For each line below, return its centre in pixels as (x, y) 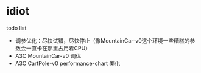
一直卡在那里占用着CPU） (58, 48)
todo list (16, 28)
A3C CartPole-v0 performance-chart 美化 (68, 63)
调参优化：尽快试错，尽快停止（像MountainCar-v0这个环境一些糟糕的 (102, 40)
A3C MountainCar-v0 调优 (48, 55)
